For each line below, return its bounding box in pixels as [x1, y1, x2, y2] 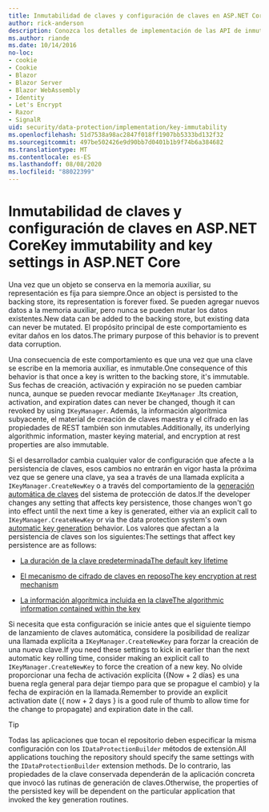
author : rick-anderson [8, 19, 84, 27]
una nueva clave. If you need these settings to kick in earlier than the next [8, 645, 250, 654]
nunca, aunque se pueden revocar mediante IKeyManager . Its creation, [8, 389, 239, 398]
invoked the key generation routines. [8, 794, 129, 804]
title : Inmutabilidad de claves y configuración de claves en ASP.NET [8, 11, 249, 20]
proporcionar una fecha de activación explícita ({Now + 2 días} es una [8, 670, 240, 680]
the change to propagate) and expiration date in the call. [8, 704, 194, 714]
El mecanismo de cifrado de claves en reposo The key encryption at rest [19, 571, 257, 581]
